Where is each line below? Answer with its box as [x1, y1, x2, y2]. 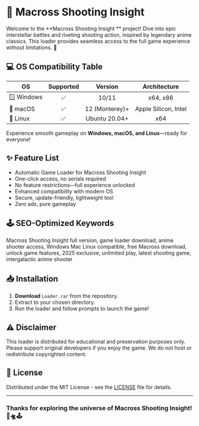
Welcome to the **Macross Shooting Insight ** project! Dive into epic [6, 25, 176, 32]
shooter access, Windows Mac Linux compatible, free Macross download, [6, 243, 187, 250]
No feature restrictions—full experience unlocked [14, 181, 135, 189]
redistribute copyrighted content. [6, 351, 87, 358]
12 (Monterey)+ [85, 104, 130, 113]
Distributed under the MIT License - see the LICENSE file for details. [6, 383, 172, 390]
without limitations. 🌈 [6, 44, 57, 51]
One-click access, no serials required [14, 175, 107, 182]
